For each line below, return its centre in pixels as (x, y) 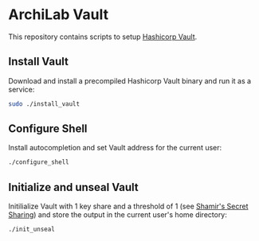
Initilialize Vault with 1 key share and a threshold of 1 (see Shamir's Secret (128, 206)
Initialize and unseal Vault (74, 187)
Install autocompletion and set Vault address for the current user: (115, 148)
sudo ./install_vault (44, 104)
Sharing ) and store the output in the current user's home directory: (118, 215)
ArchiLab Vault (59, 15)
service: (22, 89)
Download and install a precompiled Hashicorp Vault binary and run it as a (130, 80)
